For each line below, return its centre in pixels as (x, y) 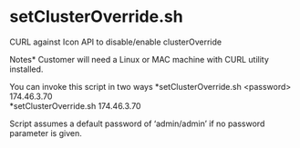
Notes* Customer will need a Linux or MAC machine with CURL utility (139, 59)
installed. (26, 69)
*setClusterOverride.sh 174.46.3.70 (75, 105)
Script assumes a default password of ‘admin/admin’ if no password (137, 123)
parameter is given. (46, 133)
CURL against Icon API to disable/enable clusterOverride (115, 42)
